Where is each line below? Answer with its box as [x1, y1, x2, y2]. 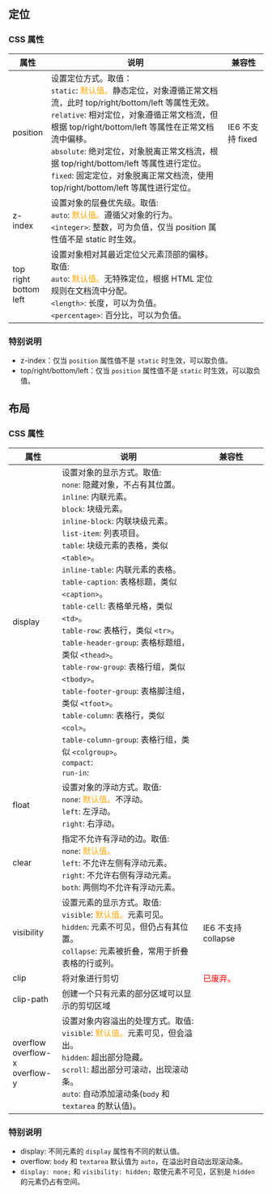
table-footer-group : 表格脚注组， [62, 685, 190, 696]
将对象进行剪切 [62, 972, 119, 984]
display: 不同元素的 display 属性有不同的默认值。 [19, 1146, 185, 1156]
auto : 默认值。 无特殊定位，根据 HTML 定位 [50, 273, 213, 284]
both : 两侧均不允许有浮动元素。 [62, 882, 181, 893]
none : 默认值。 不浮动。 [62, 793, 148, 805]
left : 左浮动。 [62, 805, 116, 817]
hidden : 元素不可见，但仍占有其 [62, 921, 181, 933]
